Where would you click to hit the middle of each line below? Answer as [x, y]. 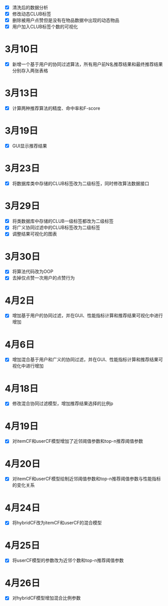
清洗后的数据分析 [30, 7]
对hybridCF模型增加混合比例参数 [46, 598]
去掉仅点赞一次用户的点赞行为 [43, 278]
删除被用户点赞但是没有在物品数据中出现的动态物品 [66, 20]
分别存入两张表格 [30, 71]
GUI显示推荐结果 [30, 146]
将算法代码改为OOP [33, 271]
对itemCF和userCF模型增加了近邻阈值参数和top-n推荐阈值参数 [78, 441]
